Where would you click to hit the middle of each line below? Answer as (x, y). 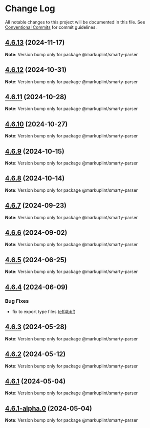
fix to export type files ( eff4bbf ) (44, 312)
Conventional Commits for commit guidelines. (51, 27)
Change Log (30, 9)
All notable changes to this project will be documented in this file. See (75, 22)
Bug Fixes (17, 301)
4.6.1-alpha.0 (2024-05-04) (49, 408)
